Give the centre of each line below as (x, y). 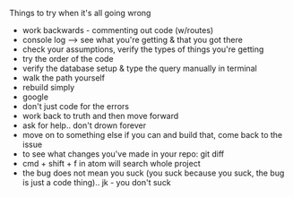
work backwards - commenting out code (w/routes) (118, 30)
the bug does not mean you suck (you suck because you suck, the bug (153, 173)
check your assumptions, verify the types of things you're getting (143, 49)
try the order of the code (68, 59)
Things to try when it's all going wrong (80, 13)
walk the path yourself (64, 78)
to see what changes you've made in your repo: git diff (123, 154)
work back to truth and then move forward (100, 116)
